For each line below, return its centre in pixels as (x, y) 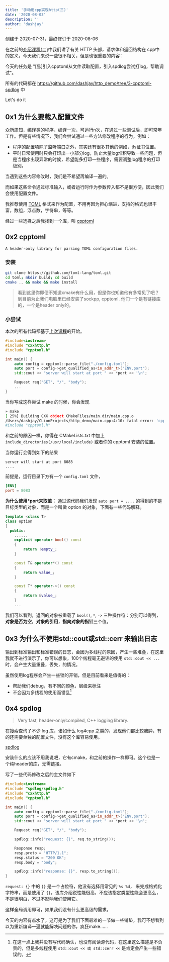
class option (19, 521)
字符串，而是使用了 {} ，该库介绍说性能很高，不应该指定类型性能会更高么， (83, 893)
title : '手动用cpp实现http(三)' (37, 10)
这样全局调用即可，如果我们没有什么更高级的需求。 (58, 910)
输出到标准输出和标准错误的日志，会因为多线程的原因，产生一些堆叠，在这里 (84, 652)
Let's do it (16, 100)
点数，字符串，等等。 (54, 210)
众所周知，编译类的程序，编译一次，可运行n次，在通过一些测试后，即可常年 (84, 130)
